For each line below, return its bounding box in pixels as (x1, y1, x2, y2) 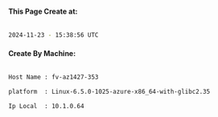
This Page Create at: (8, 6, 78, 16)
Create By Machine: (8, 48, 76, 58)
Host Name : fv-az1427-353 (8, 73, 99, 82)
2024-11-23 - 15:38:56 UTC (8, 31, 99, 39)
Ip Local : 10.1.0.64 (8, 103, 84, 111)
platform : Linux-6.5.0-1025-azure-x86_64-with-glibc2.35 (8, 88, 211, 96)
